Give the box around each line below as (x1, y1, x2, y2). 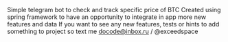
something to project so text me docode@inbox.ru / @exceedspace (7, 27, 198, 35)
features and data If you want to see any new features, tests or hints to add (7, 20, 220, 28)
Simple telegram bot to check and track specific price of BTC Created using (7, 6, 221, 14)
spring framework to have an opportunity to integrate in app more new (7, 13, 207, 21)
